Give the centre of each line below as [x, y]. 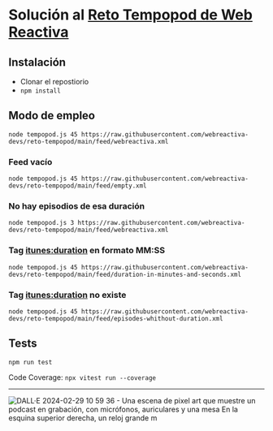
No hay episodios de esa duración [76, 206]
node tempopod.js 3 [41, 223]
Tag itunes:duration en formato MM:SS [87, 251]
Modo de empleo [52, 116]
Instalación [37, 62]
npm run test [30, 362]
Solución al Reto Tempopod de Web [131, 15]
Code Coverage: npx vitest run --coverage [82, 377]
